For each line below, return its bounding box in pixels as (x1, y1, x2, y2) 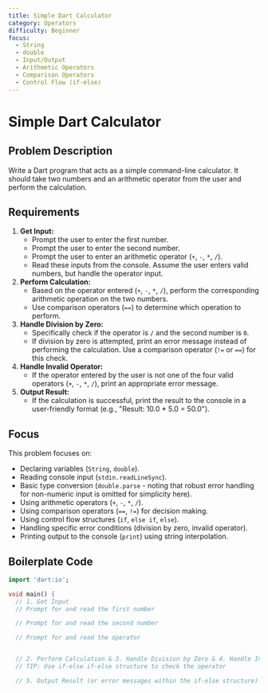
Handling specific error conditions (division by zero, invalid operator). (19, 523, 249, 533)
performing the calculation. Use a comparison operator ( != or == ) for (31, 345, 257, 354)
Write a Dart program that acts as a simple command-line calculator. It (8, 165, 239, 175)
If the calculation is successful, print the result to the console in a (31, 396, 246, 405)
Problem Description (8, 144, 113, 158)
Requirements (8, 205, 80, 219)
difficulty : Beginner (8, 26, 81, 34)
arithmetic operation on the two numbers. (31, 294, 169, 303)
